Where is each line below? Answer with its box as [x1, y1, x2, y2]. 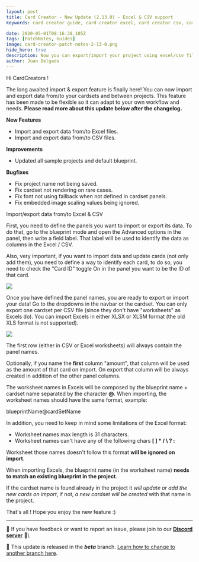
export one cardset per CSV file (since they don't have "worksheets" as [6, 306, 181, 313]
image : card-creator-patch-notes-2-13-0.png [6, 42, 118, 47]
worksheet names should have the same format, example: [6, 396, 147, 404]
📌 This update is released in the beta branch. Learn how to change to [6, 543, 176, 550]
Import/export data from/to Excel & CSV [6, 210, 104, 217]
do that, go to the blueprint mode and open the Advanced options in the [6, 228, 182, 235]
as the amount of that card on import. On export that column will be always [6, 366, 189, 373]
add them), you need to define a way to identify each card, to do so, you [6, 259, 182, 266]
